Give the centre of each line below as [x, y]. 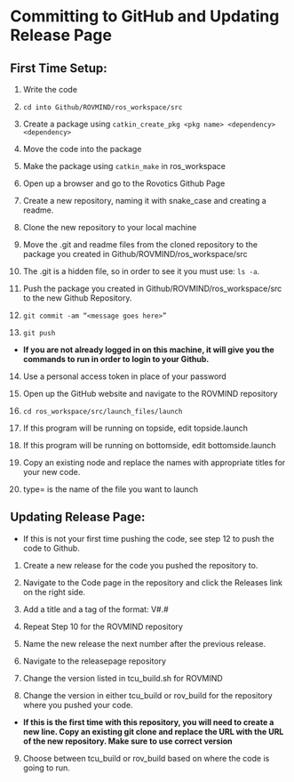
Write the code [50, 89]
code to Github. [52, 548]
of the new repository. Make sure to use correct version [128, 741]
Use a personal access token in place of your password [125, 376]
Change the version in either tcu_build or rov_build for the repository [148, 695]
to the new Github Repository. [77, 298]
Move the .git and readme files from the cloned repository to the [140, 245]
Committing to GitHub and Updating [145, 16]
